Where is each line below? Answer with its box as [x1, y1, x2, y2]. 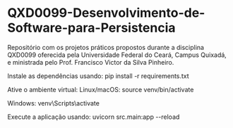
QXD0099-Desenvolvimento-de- [7, 5, 205, 21]
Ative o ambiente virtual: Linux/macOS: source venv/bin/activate [7, 85, 194, 94]
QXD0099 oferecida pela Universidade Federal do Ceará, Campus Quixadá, [7, 51, 227, 59]
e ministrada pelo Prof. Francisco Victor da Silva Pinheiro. [7, 58, 174, 66]
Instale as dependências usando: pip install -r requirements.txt [7, 72, 189, 80]
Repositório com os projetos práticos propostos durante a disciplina [7, 43, 205, 51]
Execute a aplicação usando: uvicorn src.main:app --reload [7, 113, 180, 121]
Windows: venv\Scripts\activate [7, 98, 100, 107]
